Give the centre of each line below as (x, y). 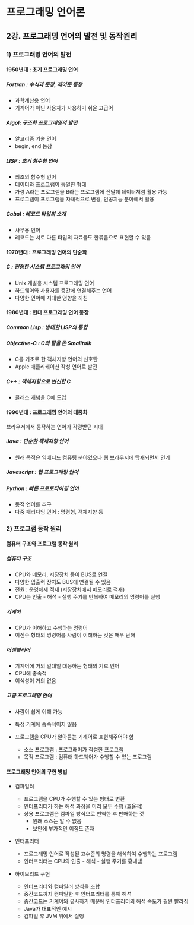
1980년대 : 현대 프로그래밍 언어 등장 (47, 312)
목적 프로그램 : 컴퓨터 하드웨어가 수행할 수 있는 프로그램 (88, 757)
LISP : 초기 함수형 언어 (32, 160)
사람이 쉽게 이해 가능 (39, 712)
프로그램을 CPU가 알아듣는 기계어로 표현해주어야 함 (74, 737)
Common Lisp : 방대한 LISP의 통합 (47, 327)
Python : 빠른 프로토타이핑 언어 (42, 488)
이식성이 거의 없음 (35, 681)
